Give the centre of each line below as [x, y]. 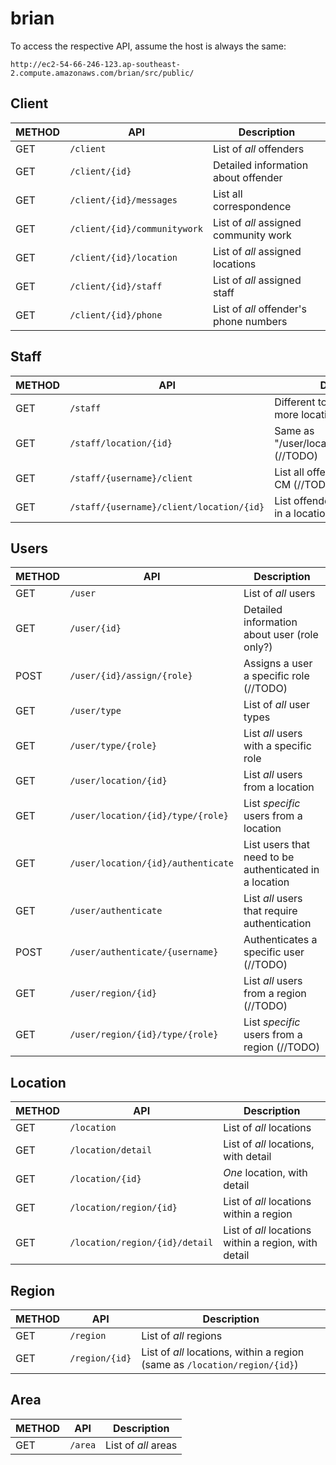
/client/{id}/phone [116, 315]
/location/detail [111, 1150]
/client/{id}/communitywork [136, 228]
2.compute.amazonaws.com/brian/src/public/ [102, 73]
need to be [269, 857]
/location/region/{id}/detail [141, 1243]
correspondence [252, 206]
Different [295, 402]
